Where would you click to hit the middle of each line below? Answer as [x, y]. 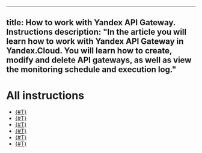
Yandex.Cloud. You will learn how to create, [89, 51]
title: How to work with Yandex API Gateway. [91, 22]
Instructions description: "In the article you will [96, 32]
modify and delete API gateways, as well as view [99, 60]
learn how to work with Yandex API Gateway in [95, 42]
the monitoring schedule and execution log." [91, 70]
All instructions [45, 95]
